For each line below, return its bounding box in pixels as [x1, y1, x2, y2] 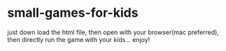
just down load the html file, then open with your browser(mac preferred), [7, 28, 219, 36]
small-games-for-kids [7, 5, 139, 21]
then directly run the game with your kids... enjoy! [7, 35, 150, 43]
